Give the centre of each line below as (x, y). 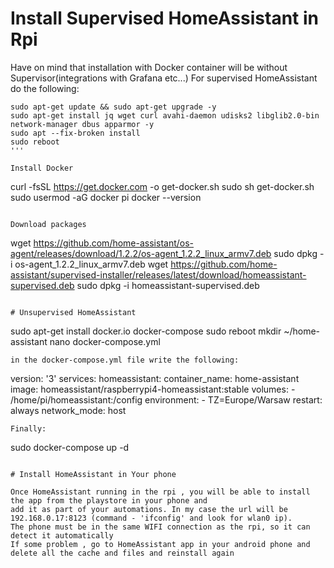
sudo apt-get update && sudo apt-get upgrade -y (113, 107)
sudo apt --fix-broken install (75, 133)
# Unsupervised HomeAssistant (73, 312)
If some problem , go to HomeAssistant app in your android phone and (160, 544)
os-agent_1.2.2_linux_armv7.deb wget (91, 264)
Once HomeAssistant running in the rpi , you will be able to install (160, 492)
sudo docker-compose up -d (70, 447)
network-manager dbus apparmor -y (82, 124)
